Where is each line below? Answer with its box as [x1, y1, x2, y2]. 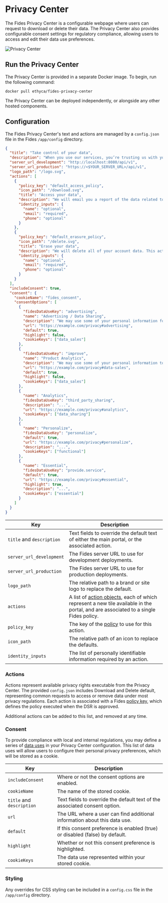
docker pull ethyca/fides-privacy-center [5, 89, 93, 94]
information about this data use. [57, 817, 131, 824]
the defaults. [69, 641, 98, 648]
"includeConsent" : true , [9, 286, 61, 291]
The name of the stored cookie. [57, 788, 131, 795]
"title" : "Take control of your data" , [9, 151, 93, 156]
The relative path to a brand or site [69, 579, 150, 586]
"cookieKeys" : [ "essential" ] [23, 491, 84, 496]
